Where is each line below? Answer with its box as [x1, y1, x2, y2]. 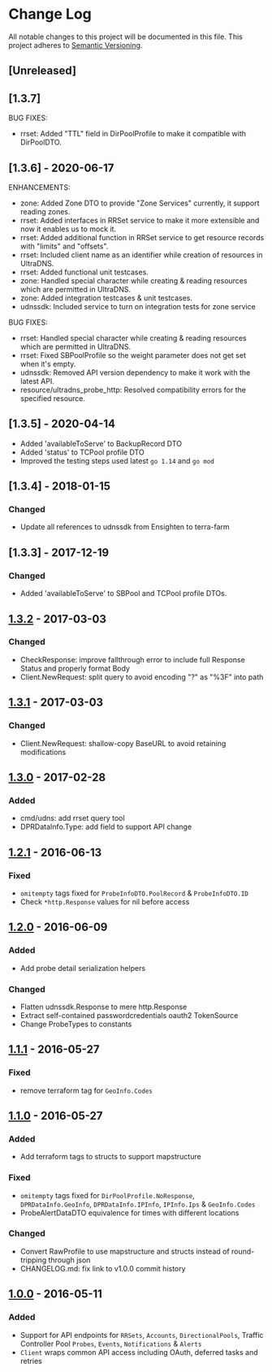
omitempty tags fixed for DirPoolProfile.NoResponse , [19, 1190, 195, 1200]
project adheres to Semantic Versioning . [8, 40, 143, 50]
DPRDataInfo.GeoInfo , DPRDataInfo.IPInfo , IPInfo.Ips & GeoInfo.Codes [19, 1199, 256, 1209]
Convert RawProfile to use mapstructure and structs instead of [19, 1246, 230, 1256]
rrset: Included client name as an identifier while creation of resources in [19, 249, 263, 260]
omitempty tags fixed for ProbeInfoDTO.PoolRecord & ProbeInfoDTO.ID [19, 888, 249, 898]
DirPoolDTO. [19, 137, 63, 147]
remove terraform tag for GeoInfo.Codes [19, 1085, 153, 1095]
